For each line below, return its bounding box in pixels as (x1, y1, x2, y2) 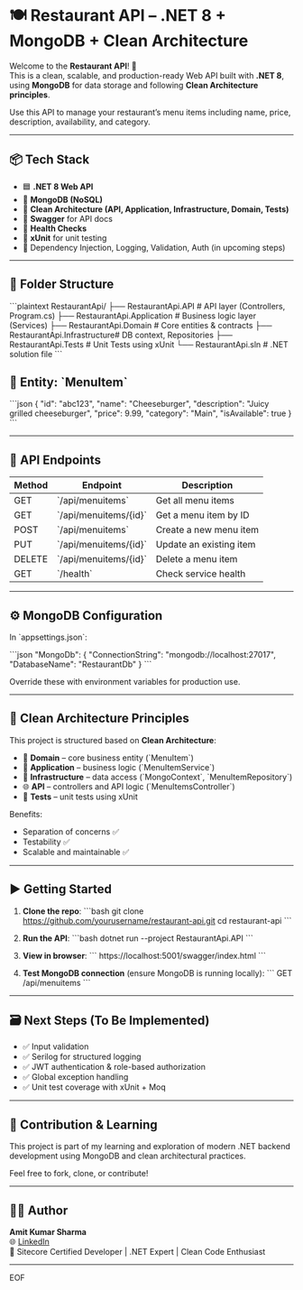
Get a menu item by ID (155, 509, 250, 521)
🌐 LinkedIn (9, 1236, 50, 1248)
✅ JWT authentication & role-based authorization (22, 1062, 206, 1073)
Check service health (155, 567, 246, 580)
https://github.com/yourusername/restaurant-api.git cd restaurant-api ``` (22, 915, 292, 926)
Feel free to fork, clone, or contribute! (9, 1168, 149, 1179)
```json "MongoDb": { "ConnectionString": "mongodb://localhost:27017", (9, 650, 277, 659)
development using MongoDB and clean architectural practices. (9, 1150, 246, 1162)
